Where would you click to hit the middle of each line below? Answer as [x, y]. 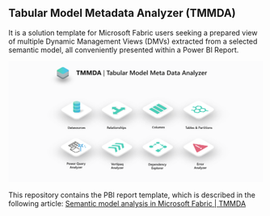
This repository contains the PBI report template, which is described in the [132, 195]
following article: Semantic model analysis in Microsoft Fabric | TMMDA [127, 204]
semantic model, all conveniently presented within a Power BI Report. [124, 50]
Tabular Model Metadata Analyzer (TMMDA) [122, 13]
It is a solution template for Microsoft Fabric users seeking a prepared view [133, 32]
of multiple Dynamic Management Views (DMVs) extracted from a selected [133, 41]
